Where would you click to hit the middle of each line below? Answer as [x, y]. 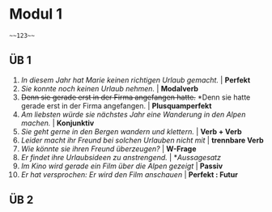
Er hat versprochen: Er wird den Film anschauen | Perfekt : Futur [129, 174]
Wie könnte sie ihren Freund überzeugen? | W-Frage [108, 148]
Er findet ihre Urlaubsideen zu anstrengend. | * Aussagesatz [121, 157]
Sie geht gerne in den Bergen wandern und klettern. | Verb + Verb [131, 131]
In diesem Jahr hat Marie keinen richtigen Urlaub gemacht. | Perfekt [136, 80]
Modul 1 [36, 14]
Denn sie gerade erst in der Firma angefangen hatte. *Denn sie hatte [136, 97]
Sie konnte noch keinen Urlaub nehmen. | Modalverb [110, 88]
